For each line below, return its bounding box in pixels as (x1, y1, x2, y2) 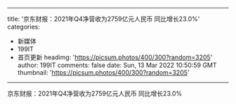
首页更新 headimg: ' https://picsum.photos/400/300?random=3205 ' (17, 53, 213, 61)
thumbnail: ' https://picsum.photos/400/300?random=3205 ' (17, 68, 190, 77)
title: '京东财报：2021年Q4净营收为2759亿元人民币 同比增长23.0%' (7, 15, 200, 23)
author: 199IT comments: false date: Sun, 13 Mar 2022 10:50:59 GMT (17, 61, 217, 69)
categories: (7, 22, 40, 31)
